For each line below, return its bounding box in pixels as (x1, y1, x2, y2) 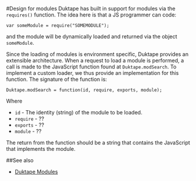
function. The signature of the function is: (6, 76, 107, 83)
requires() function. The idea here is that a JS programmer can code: (6, 11, 177, 18)
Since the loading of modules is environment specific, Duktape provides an (6, 51, 189, 58)
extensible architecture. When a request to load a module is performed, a (6, 57, 184, 64)
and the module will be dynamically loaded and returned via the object (6, 33, 178, 40)
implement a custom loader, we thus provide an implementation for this (6, 70, 179, 76)
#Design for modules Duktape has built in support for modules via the (6, 5, 176, 12)
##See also (6, 157, 34, 164)
